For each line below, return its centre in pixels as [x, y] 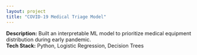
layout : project [26, 11]
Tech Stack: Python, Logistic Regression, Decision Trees [75, 45]
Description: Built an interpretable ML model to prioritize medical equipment [98, 33]
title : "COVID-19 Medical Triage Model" [56, 17]
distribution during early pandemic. [49, 39]
